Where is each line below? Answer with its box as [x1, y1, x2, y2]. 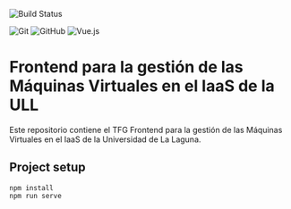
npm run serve [9, 191, 63, 200]
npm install [9, 183, 54, 192]
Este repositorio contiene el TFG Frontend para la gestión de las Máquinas [9, 124, 283, 135]
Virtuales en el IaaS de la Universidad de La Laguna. [9, 134, 201, 145]
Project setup [9, 160, 87, 175]
